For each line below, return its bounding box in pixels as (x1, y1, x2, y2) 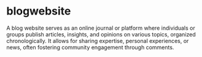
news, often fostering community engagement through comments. (6, 44, 174, 51)
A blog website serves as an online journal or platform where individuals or (6, 24, 195, 32)
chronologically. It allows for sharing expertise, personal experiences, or (6, 37, 189, 44)
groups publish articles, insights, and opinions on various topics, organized (6, 30, 196, 38)
